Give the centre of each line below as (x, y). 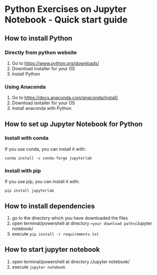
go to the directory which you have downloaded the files (70, 218)
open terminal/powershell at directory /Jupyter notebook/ (71, 262)
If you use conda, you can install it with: (45, 149)
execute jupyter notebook (39, 267)
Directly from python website (41, 52)
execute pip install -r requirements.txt (55, 234)
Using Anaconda (25, 87)
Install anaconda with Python (42, 108)
